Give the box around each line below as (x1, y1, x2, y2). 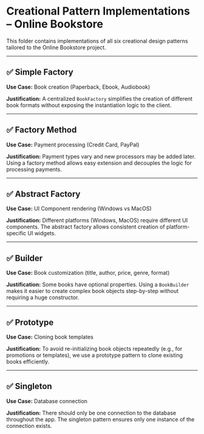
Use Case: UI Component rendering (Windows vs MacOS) (6, 205, 152, 212)
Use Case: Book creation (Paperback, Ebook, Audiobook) (6, 83, 151, 91)
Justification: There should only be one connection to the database (6, 409, 177, 416)
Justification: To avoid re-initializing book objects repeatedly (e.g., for (6, 345, 183, 352)
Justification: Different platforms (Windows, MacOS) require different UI (6, 217, 188, 224)
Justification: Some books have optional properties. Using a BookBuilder (6, 281, 189, 288)
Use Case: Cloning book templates (6, 333, 94, 340)
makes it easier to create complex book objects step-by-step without (6, 288, 179, 295)
